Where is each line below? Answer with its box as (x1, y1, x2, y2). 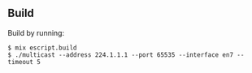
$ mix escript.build (7, 44, 78, 52)
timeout (7, 58, 34, 66)
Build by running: (7, 28, 65, 37)
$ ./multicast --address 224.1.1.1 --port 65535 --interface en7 (7, 50, 233, 59)
